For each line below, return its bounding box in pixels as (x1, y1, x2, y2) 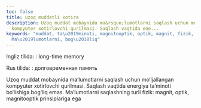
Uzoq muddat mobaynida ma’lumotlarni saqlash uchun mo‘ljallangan (6, 76, 175, 83)
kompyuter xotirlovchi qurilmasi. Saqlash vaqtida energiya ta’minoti (6, 82, 172, 90)
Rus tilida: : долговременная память (6, 64, 98, 72)
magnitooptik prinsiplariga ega (6, 95, 81, 102)
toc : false (6, 8, 33, 15)
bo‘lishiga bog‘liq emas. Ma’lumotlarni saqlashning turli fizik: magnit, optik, (6, 89, 190, 95)
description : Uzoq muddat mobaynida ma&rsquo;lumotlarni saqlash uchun (6, 20, 188, 26)
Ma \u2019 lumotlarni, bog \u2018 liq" (11, 36, 100, 42)
